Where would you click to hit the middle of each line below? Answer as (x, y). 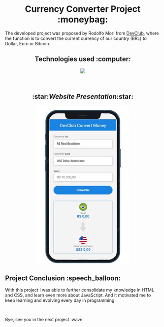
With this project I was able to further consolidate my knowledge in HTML (80, 290)
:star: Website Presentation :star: (83, 97)
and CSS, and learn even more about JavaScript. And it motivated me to (78, 295)
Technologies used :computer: (83, 59)
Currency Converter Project (83, 9)
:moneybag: (83, 19)
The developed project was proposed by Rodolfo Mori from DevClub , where (82, 33)
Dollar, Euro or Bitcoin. (28, 43)
